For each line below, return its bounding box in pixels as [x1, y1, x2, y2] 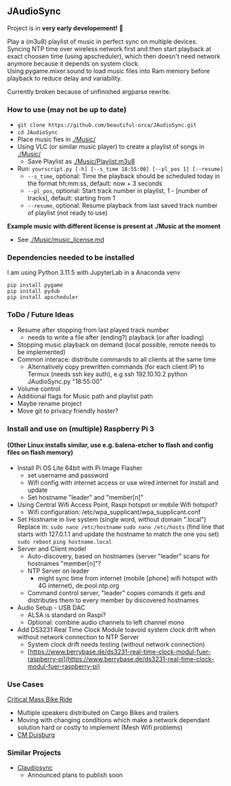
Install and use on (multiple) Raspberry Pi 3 [7, 423, 154, 433]
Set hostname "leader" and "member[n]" [27, 493, 143, 501]
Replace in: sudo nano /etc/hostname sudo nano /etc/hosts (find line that [17, 522, 224, 531]
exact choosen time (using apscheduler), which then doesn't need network [7, 52, 221, 60]
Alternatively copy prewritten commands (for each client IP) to [27, 363, 205, 371]
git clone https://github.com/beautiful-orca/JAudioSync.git [17, 122, 197, 129]
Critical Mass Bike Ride [7, 695, 72, 704]
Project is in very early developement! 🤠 [7, 24, 123, 32]
